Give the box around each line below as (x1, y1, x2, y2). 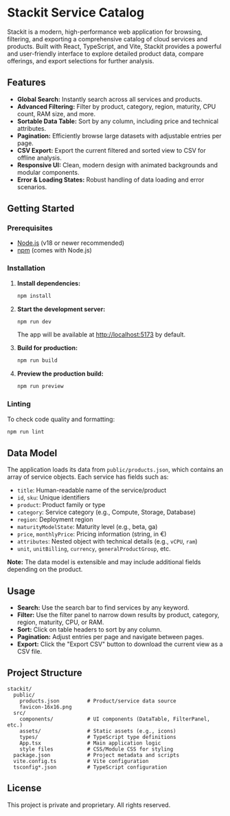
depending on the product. (7, 566, 83, 574)
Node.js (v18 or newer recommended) (16, 239, 125, 247)
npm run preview (16, 383, 64, 390)
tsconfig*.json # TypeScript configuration (13, 764, 168, 771)
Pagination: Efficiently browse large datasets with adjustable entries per (16, 131, 222, 140)
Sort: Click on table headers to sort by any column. (16, 625, 162, 634)
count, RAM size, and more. (16, 109, 96, 118)
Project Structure (7, 667, 82, 679)
